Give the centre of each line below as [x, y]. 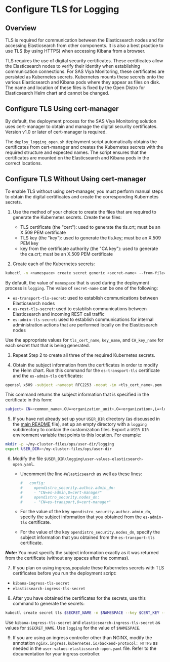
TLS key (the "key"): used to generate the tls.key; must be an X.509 [90, 238]
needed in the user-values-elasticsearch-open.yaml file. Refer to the [84, 648]
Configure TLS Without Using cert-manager [76, 179]
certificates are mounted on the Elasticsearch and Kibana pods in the [77, 157]
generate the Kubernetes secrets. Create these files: [67, 217]
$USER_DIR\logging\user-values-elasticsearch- [94, 459]
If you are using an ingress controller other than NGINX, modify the [82, 638]
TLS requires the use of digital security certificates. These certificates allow [84, 61]
